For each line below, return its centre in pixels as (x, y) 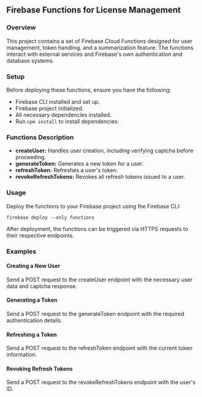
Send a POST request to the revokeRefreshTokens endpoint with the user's (101, 382)
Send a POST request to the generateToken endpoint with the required (95, 313)
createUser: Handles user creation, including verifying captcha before (104, 151)
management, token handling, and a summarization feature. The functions (100, 47)
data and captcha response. (42, 286)
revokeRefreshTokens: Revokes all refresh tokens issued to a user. (100, 177)
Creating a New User (33, 266)
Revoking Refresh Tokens (40, 369)
